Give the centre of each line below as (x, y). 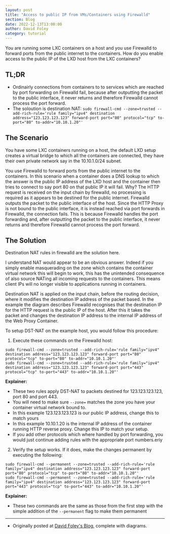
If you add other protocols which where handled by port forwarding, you (88, 435)
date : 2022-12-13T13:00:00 (34, 24)
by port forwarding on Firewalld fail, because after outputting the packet (88, 92)
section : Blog (20, 19)
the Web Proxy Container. (32, 321)
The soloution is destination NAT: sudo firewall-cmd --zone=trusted (84, 108)
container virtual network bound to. (49, 408)
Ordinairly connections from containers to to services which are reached (88, 87)
